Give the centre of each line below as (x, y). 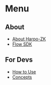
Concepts (22, 77)
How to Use (24, 72)
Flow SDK (22, 44)
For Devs (19, 60)
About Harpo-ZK (29, 39)
